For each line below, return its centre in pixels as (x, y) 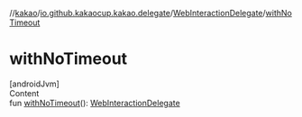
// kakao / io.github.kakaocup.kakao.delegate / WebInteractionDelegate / (137, 13)
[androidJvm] (35, 84)
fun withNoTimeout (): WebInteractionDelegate (95, 103)
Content (24, 93)
